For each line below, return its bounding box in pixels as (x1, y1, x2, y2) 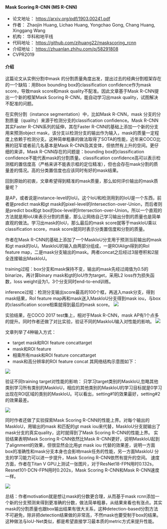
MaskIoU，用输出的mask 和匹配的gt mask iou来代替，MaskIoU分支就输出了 (5, 424, 161, 430)
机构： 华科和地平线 (12, 33, 53, 39)
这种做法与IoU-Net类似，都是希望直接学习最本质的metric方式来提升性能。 (5, 519, 157, 525)
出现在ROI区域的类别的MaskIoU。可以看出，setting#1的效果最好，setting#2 (5, 391, 161, 397)
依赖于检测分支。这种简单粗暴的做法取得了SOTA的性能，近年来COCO (13, 136, 157, 142)
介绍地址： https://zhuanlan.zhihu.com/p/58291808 (12, 46, 119, 52)
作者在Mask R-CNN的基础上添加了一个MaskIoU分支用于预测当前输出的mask (5, 237, 162, 243)
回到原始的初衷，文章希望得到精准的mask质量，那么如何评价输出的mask (5, 178, 154, 184)
